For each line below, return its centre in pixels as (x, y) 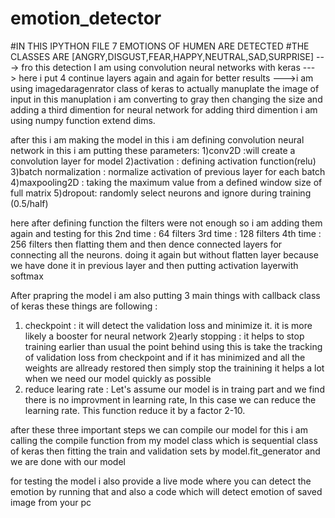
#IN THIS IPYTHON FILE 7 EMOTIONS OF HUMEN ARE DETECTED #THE (160, 46)
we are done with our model (68, 461)
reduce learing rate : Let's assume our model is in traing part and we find (174, 389)
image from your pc (51, 502)
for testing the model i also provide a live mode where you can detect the (161, 481)
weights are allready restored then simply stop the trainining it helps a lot (174, 368)
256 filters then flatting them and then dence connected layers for (146, 244)
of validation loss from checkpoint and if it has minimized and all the (165, 357)
